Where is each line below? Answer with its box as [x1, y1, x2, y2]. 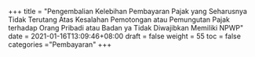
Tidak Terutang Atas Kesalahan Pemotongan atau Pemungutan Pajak [8, 15, 230, 24]
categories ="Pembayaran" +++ [8, 40, 112, 49]
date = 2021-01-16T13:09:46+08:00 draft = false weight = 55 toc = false [8, 31, 242, 41]
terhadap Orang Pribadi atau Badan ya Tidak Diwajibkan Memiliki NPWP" [8, 23, 244, 32]
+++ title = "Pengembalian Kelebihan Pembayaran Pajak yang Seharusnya [8, 7, 247, 16]
